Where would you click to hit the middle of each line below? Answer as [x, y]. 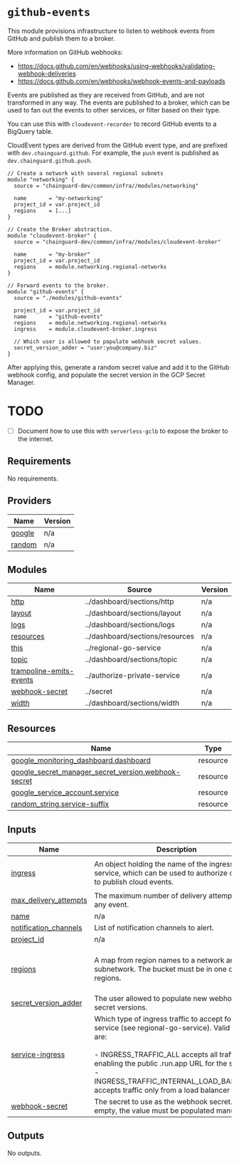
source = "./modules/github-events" [68, 298]
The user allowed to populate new [151, 998]
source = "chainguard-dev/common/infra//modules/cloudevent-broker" [117, 242]
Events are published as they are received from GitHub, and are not [106, 95]
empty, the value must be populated [154, 1111]
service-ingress [38, 1054]
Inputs [22, 829]
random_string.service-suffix [60, 804]
